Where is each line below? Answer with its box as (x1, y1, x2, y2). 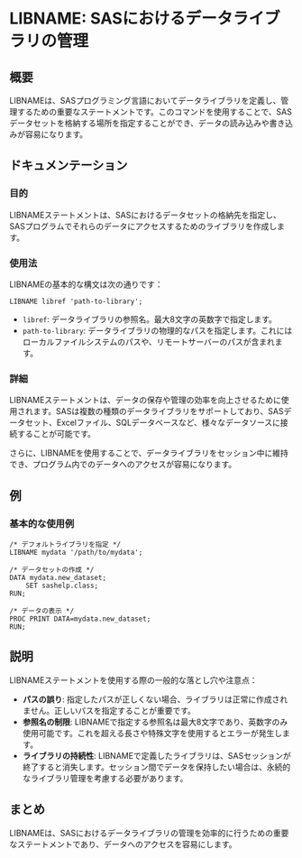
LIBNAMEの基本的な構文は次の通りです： (9, 279, 164, 290)
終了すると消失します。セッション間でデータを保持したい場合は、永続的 (22, 761, 291, 772)
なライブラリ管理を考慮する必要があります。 (22, 772, 188, 783)
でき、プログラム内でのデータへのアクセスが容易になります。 (9, 459, 237, 470)
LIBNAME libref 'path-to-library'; (9, 297, 143, 306)
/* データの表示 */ (9, 606, 75, 615)
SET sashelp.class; (25, 581, 99, 590)
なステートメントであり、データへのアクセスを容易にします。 (9, 838, 237, 849)
